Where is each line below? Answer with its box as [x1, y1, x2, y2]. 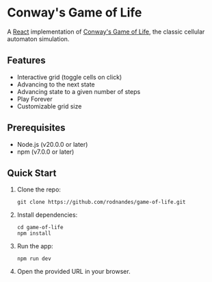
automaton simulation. [7, 34, 70, 43]
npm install [16, 230, 51, 237]
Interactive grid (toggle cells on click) [16, 73, 122, 81]
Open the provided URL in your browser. [16, 268, 131, 276]
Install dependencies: [16, 211, 78, 219]
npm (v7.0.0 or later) [16, 148, 75, 156]
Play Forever [16, 95, 53, 103]
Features [7, 55, 46, 67]
